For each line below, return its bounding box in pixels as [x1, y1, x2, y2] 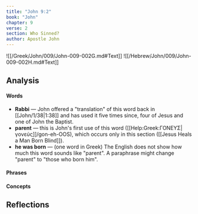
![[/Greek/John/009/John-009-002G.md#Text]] [6, 53, 123, 59]
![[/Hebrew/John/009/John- [123, 53, 191, 59]
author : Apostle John [6, 36, 60, 42]
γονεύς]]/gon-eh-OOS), [14, 131, 74, 138]
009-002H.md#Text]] [6, 59, 59, 66]
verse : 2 [6, 25, 28, 31]
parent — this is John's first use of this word [14, 124, 124, 131]
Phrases [6, 169, 27, 176]
